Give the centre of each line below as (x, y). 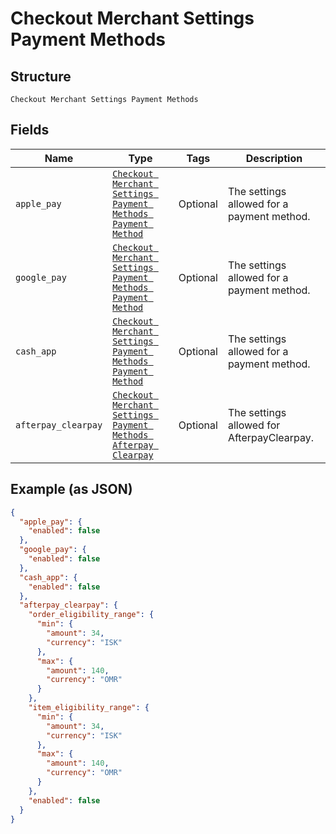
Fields (30, 130)
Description (274, 158)
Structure (41, 76)
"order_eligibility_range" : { (91, 615)
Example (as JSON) (71, 489)
